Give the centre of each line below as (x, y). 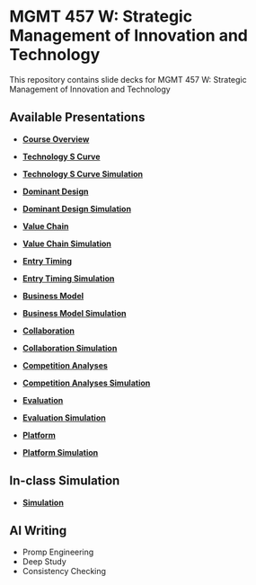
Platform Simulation (60, 452)
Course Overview (56, 139)
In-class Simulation (65, 481)
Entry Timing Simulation (68, 278)
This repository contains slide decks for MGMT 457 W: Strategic (128, 79)
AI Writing (38, 531)
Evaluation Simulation (64, 417)
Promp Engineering (58, 552)
